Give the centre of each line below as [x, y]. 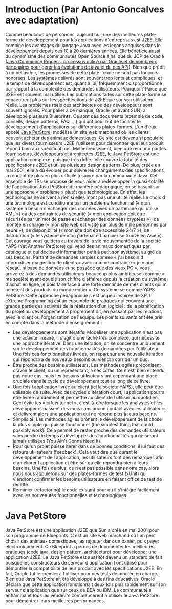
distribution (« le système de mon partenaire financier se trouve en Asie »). [84, 235]
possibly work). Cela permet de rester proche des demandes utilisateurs [89, 430]
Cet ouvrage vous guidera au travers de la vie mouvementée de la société [83, 241]
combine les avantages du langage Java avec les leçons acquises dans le [83, 45]
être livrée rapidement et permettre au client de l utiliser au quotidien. [86, 397]
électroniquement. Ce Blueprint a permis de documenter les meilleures [80, 546]
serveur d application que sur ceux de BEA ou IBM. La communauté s [79, 590]
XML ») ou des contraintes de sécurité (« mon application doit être [75, 214]
